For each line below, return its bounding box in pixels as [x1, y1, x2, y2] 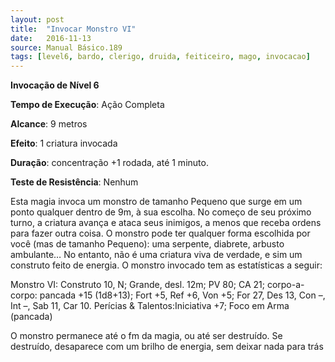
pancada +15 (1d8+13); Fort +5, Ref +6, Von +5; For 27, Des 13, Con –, [39, 289, 326, 301]
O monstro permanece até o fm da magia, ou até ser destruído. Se [10, 330, 283, 342]
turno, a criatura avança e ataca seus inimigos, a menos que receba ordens [10, 217, 322, 229]
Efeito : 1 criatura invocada [10, 137, 118, 150]
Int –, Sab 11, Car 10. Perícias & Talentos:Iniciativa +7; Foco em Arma [10, 300, 290, 312]
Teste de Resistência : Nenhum [10, 176, 139, 188]
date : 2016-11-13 [10, 33, 92, 43]
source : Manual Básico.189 [10, 42, 123, 53]
